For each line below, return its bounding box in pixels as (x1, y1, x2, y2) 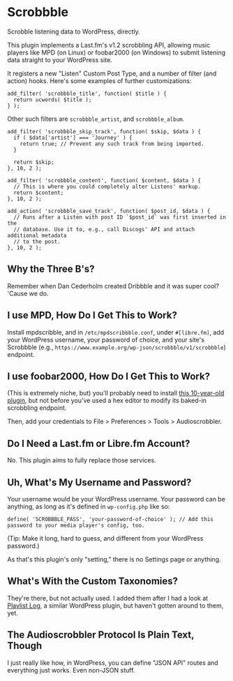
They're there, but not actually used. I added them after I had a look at (7, 594, 209, 602)
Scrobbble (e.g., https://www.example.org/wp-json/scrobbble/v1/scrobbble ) (7, 343, 227, 351)
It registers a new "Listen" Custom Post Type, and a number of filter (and (7, 69, 217, 78)
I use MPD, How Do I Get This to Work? (7, 309, 178, 321)
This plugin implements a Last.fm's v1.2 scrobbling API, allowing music (7, 41, 211, 49)
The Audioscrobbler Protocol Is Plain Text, (7, 629, 195, 641)
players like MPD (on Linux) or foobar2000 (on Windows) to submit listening (7, 48, 226, 57)
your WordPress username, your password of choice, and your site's (7, 335, 204, 344)
